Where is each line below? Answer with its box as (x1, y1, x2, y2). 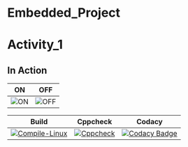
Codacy (136, 117, 163, 127)
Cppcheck (76, 117, 113, 127)
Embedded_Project (7, 5, 121, 21)
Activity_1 (7, 37, 63, 53)
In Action (7, 64, 48, 76)
